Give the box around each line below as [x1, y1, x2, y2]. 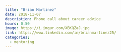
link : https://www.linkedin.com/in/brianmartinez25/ [5, 30, 117, 35]
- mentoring [9, 40, 35, 45]
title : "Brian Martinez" [5, 7, 57, 12]
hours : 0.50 [5, 21, 30, 26]
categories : [5, 35, 30, 40]
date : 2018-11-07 [5, 12, 41, 17]
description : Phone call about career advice [5, 16, 101, 21]
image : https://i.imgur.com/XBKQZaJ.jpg [5, 26, 90, 31]
